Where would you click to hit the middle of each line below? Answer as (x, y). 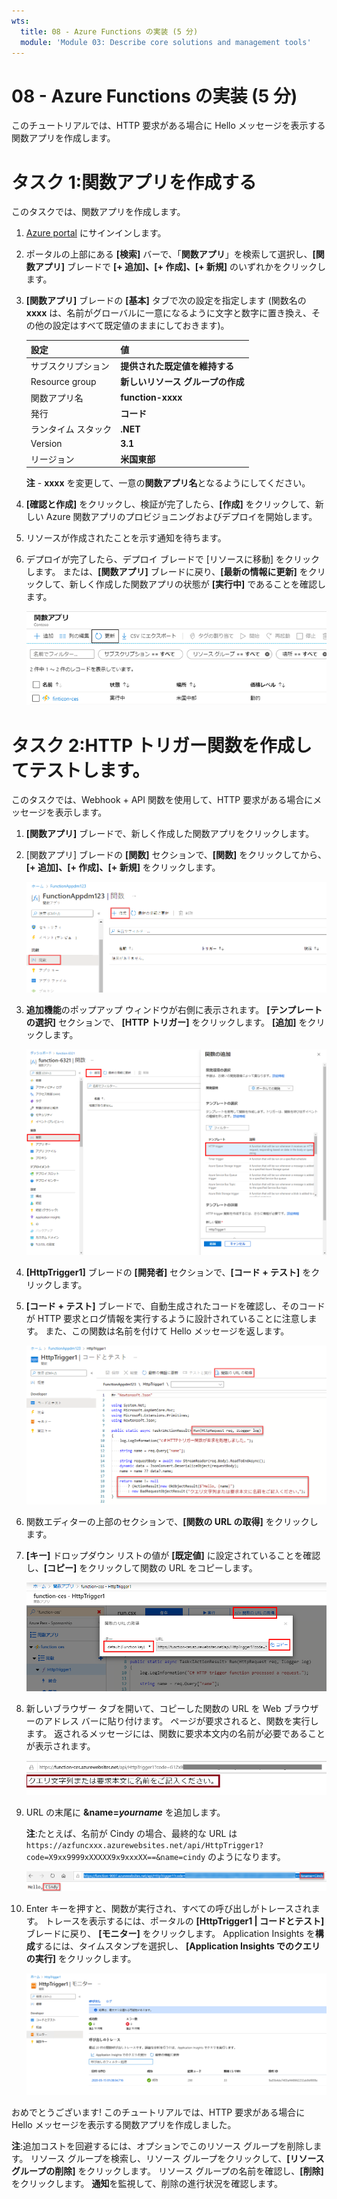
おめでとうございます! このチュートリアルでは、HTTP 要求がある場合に (158, 2112)
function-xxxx (151, 397)
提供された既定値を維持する (177, 366)
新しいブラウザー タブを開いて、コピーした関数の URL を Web (153, 1708)
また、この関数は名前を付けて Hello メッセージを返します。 (167, 1331)
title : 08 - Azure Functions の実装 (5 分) (109, 31)
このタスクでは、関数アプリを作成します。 (98, 212)
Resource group (63, 381)
